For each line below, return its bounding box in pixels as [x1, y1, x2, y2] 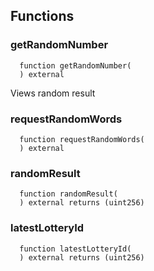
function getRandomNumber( [19, 60, 132, 71]
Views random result [10, 87, 96, 99]
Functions [10, 8, 75, 25]
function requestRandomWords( [19, 134, 145, 144]
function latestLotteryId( [19, 244, 132, 254]
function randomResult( [19, 189, 118, 199]
